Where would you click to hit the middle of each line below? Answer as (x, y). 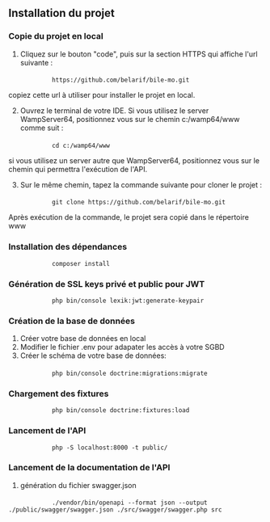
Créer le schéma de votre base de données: (93, 356)
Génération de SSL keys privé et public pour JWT (107, 284)
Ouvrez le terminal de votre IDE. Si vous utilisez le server (114, 111)
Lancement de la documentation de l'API (89, 468)
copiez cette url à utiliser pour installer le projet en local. (102, 95)
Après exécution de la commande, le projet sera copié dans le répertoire (129, 217)
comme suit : (42, 128)
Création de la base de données (72, 321)
